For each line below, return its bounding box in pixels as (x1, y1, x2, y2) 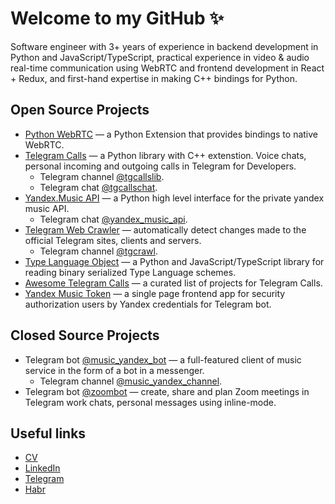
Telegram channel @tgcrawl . (39, 245, 158, 257)
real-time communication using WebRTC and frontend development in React (10, 62, 325, 74)
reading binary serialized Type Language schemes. (24, 266, 237, 278)
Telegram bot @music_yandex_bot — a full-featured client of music (24, 353, 302, 366)
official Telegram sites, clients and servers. (24, 234, 202, 246)
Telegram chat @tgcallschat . (39, 181, 158, 193)
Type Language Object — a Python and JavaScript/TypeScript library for (24, 255, 325, 267)
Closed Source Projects (10, 327, 160, 344)
